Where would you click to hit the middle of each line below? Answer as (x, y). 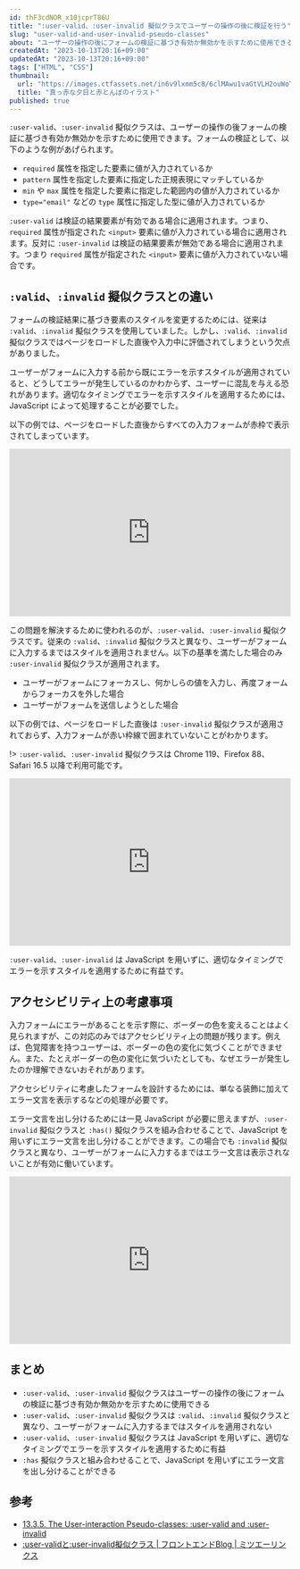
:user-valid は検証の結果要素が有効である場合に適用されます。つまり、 (142, 221)
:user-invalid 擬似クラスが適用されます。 (87, 664)
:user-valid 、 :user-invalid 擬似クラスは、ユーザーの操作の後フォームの (144, 127)
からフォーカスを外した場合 (73, 694)
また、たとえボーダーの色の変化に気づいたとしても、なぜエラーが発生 (154, 1058)
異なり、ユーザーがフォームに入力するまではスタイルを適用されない (147, 1426)
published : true (39, 101)
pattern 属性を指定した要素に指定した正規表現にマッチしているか (143, 180)
